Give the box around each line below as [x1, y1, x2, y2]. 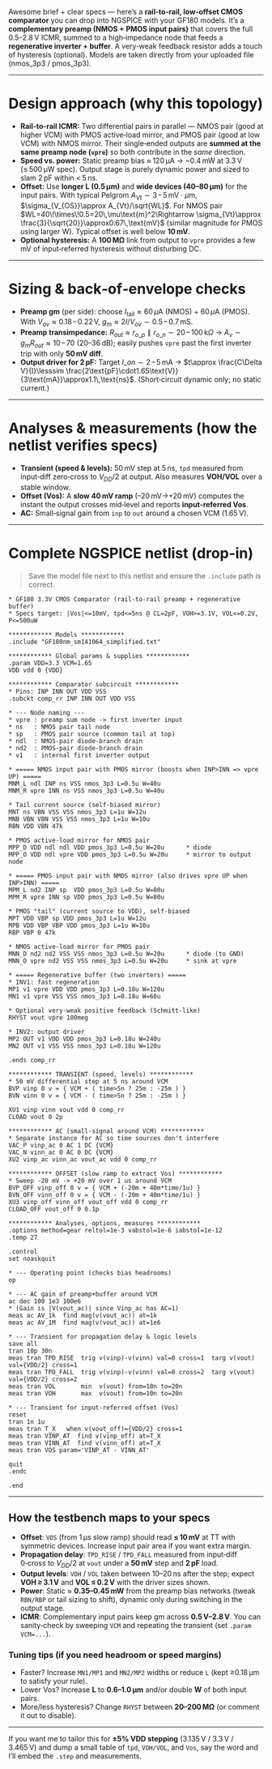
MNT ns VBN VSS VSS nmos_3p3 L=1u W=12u [8, 808, 147, 816]
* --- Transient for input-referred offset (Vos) [8, 1404, 180, 1412]
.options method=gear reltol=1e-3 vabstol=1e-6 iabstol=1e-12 [8, 1226, 223, 1234]
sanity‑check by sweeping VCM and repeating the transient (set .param [19, 1621, 252, 1630]
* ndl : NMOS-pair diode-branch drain [8, 737, 143, 745]
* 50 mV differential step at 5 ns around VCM [8, 1077, 168, 1085]
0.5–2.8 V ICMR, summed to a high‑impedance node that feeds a [8, 32, 223, 42]
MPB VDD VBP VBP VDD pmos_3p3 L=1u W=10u [8, 921, 151, 929]
